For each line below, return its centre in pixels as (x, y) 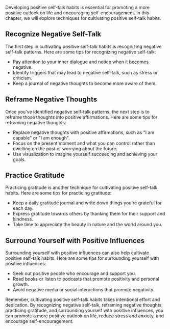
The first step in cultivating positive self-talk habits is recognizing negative (83, 46)
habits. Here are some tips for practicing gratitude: (58, 193)
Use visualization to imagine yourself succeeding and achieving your (85, 154)
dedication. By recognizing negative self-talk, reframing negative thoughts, (84, 305)
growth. (21, 284)
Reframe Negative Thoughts (51, 100)
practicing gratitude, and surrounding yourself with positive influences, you (84, 311)
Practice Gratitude (35, 175)
